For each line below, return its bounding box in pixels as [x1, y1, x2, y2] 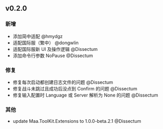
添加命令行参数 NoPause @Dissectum [12, 52, 94, 59]
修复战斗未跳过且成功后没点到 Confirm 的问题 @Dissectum [12, 85, 137, 91]
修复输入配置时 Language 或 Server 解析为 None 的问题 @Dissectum [12, 92, 158, 98]
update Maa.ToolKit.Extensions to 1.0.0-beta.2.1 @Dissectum [12, 118, 141, 124]
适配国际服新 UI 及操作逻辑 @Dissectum [12, 46, 98, 52]
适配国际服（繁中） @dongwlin [12, 40, 79, 46]
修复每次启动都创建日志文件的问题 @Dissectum [12, 79, 113, 85]
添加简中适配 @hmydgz [12, 33, 63, 39]
